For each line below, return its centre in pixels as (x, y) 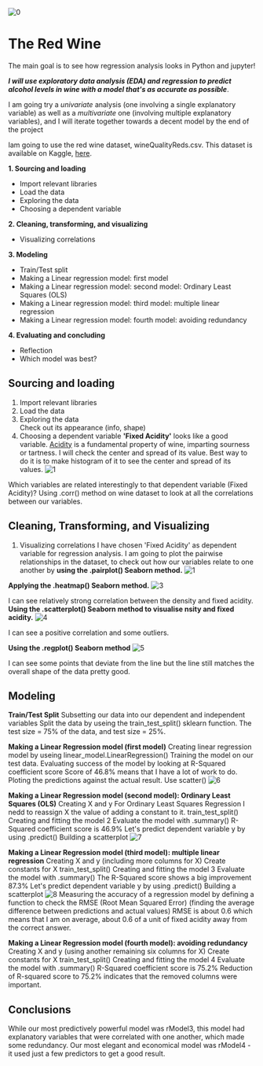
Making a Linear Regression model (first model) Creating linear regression (130, 747)
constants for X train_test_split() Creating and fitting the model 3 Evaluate (126, 869)
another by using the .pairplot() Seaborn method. (101, 570)
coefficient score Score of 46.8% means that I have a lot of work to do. (123, 772)
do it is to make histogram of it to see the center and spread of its (125, 461)
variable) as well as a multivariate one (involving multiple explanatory (120, 113)
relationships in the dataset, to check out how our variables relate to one (136, 562)
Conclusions (40, 1010)
